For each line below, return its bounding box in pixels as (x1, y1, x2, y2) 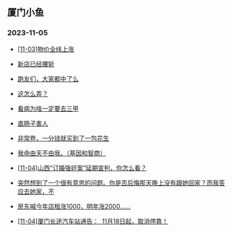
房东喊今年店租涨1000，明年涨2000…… (17, 202, 131, 210)
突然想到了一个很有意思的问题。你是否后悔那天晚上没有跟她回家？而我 (17, 178, 219, 187)
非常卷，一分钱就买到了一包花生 (17, 133, 109, 142)
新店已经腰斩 (17, 59, 54, 68)
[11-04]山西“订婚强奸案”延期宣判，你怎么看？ (17, 164, 148, 172)
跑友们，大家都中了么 (17, 74, 79, 82)
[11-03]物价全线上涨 (17, 45, 75, 53)
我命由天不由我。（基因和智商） (17, 149, 107, 157)
